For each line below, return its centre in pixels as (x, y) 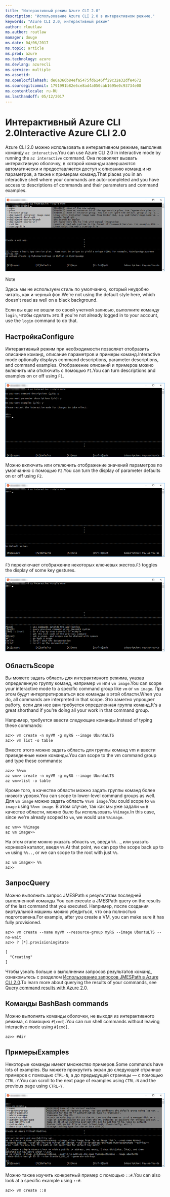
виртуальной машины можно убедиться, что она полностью (71, 911)
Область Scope (30, 666)
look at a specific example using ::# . (44, 1181)
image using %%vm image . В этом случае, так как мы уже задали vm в (77, 806)
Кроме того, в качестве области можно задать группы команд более (80, 790)
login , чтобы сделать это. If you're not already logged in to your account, (82, 316)
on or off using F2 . (24, 476)
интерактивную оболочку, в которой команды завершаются (70, 163)
